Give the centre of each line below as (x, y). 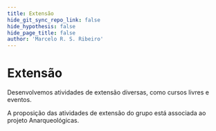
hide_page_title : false (42, 33)
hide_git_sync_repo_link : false (54, 20)
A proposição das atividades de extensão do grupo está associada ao (107, 113)
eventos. (20, 100)
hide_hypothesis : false (42, 26)
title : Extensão (30, 13)
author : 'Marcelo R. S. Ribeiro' (55, 39)
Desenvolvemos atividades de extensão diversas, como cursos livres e (108, 92)
